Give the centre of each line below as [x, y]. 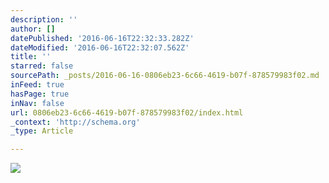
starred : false [42, 66]
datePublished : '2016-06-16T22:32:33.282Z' [102, 38]
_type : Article [42, 131]
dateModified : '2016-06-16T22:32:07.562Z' [100, 47]
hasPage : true [40, 94]
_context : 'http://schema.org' [75, 122]
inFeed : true [37, 85]
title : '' [31, 57]
